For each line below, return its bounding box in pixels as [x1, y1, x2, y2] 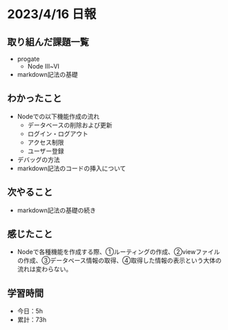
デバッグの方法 [17, 155, 60, 163]
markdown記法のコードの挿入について [17, 164, 126, 172]
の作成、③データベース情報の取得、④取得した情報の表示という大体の [17, 257, 222, 265]
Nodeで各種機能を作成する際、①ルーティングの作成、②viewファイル [17, 248, 220, 256]
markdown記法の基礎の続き [17, 205, 97, 214]
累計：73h [17, 315, 47, 324]
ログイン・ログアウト [27, 129, 88, 138]
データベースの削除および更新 [27, 120, 113, 129]
